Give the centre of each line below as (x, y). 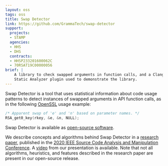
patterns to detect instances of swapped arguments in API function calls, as (83, 99)
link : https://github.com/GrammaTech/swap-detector (60, 24)
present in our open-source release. (42, 158)
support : (14, 28)
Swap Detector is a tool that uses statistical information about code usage (81, 93)
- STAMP (18, 38)
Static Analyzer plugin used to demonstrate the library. (76, 79)
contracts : (21, 56)
